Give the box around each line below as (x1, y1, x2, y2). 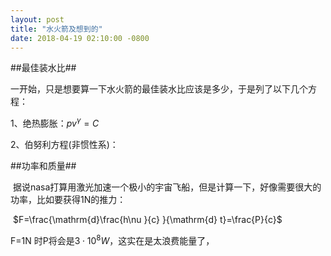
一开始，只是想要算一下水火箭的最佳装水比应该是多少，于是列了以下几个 (10, 83, 308, 95)
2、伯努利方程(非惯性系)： (10, 139, 119, 151)
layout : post (10, 14, 65, 25)
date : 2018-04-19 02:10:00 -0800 (10, 33, 150, 43)
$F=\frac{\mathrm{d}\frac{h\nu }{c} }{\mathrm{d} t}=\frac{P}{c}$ (12, 214, 283, 226)
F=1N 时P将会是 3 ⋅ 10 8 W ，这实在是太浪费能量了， (10, 233, 215, 246)
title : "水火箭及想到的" (10, 24, 103, 34)
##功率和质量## (10, 160, 77, 172)
